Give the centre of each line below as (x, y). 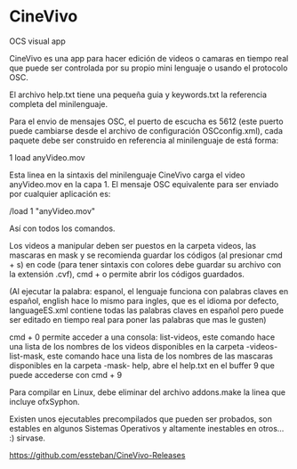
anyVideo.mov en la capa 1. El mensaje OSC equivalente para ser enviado (144, 184)
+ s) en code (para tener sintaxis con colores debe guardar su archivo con (145, 264)
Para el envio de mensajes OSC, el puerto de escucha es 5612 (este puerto (146, 121)
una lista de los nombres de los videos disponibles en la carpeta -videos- (144, 346)
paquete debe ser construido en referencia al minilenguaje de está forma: (144, 140)
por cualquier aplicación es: (60, 193)
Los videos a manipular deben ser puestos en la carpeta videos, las (132, 245)
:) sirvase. (28, 438)
